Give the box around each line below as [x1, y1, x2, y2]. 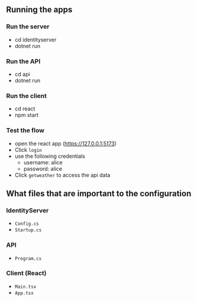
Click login [14, 146, 43, 153]
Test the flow [6, 126, 44, 135]
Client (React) [6, 269, 47, 278]
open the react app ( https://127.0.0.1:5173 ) [14, 139, 117, 147]
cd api [14, 71, 31, 78]
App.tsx [14, 290, 34, 296]
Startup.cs [14, 227, 42, 233]
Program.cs [14, 255, 42, 262]
